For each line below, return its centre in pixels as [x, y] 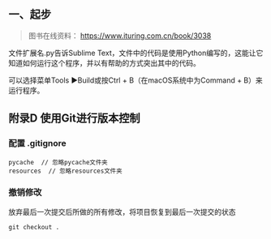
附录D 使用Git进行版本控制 [74, 119]
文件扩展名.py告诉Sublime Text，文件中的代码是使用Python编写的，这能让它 [136, 53]
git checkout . [34, 227]
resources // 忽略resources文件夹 [66, 171]
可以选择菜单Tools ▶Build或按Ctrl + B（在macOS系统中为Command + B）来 [136, 80]
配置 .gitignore [37, 143]
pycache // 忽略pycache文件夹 [58, 162]
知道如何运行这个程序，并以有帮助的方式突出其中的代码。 [104, 62]
